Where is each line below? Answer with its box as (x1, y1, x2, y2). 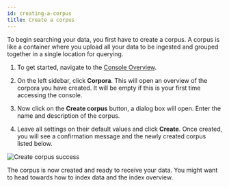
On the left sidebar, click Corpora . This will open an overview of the (16, 76, 208, 84)
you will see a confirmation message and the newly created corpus (16, 132, 206, 140)
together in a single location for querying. (7, 49, 124, 58)
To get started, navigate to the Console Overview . (16, 63, 157, 71)
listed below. (16, 139, 53, 147)
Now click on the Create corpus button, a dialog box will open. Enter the (16, 104, 221, 112)
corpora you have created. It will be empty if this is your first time (16, 84, 201, 92)
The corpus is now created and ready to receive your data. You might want (7, 166, 218, 174)
